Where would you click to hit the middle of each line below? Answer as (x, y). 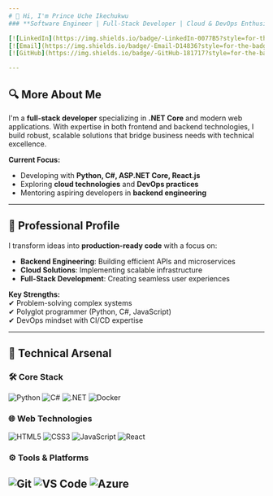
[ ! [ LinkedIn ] (30, 38)
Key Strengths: (35, 294)
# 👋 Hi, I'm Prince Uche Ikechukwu (69, 16)
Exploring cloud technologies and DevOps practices (109, 184)
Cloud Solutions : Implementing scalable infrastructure (111, 270)
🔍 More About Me (55, 94)
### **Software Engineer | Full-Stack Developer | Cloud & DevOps (123, 24)
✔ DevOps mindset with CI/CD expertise (76, 320)
